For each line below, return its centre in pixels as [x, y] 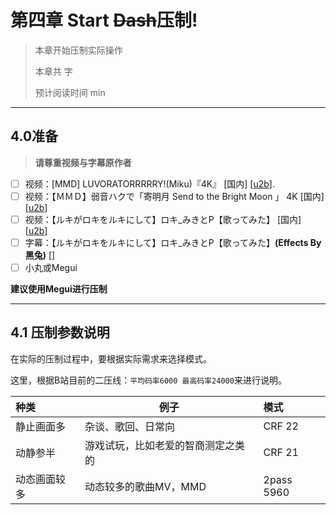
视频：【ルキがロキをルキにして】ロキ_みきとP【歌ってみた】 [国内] [163, 219]
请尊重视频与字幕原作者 [83, 162]
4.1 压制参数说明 [60, 332]
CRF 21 [281, 452]
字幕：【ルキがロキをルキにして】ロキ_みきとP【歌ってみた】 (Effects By [173, 242]
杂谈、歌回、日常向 [130, 426]
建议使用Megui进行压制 [59, 289]
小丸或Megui [51, 267]
